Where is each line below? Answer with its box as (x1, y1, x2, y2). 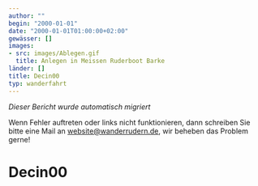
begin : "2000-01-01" (8, 19, 79, 27)
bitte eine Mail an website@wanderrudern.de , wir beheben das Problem (8, 126, 249, 136)
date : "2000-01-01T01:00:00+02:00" (8, 27, 129, 35)
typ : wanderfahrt (8, 79, 67, 87)
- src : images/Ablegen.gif (8, 49, 100, 57)
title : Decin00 (8, 72, 60, 80)
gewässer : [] (8, 34, 53, 43)
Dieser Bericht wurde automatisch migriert (8, 102, 151, 112)
